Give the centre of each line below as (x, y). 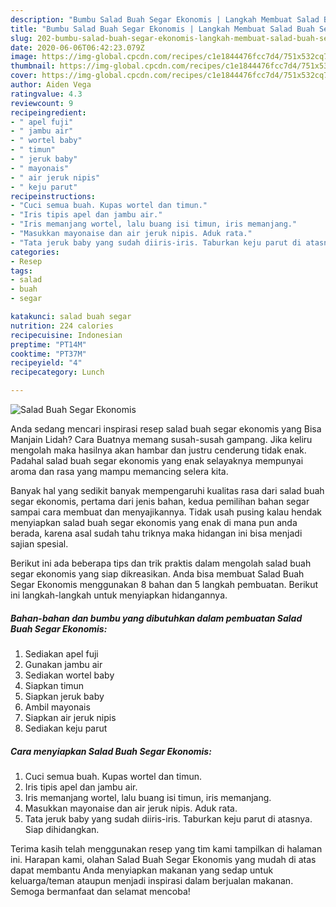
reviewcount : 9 (42, 103)
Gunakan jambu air (63, 664)
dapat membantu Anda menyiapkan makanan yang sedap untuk (142, 870)
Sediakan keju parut (66, 728)
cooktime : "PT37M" (48, 354)
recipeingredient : (48, 112)
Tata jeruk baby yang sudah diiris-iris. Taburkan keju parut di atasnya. (168, 818)
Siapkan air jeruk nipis (70, 717)
